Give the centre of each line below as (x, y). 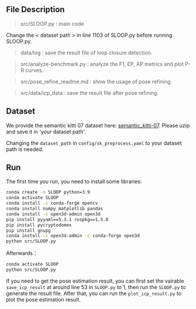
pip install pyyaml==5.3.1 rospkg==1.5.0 (57, 219)
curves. (35, 70)
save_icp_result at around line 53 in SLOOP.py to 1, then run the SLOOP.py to (96, 287)
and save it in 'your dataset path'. (46, 132)
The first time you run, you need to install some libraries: (74, 181)
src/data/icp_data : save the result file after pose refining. (90, 92)
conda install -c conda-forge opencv (52, 203)
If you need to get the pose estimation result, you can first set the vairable (95, 281)
